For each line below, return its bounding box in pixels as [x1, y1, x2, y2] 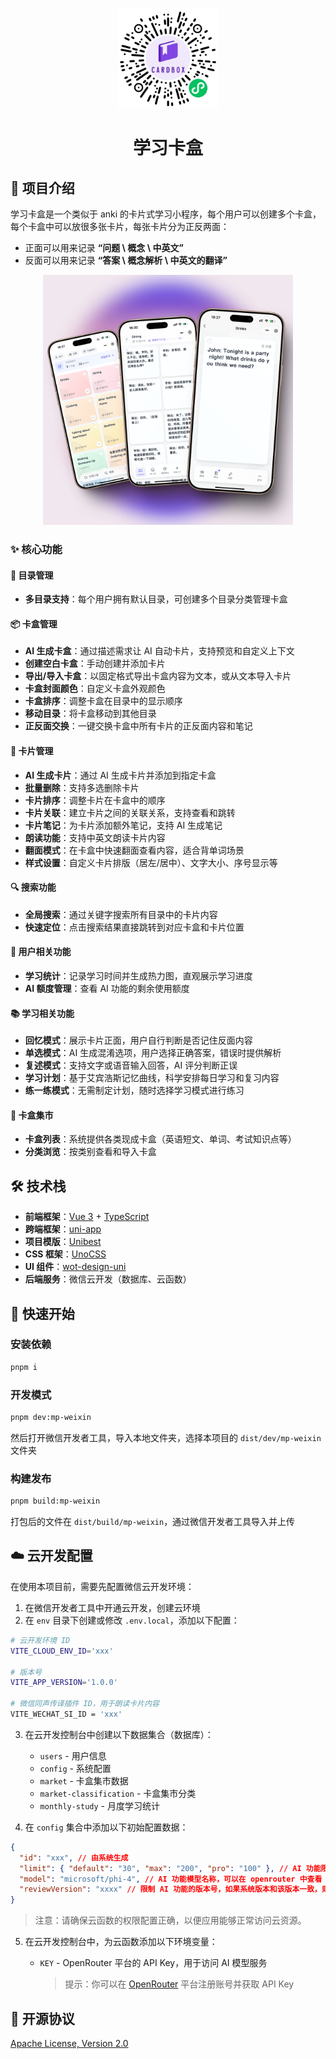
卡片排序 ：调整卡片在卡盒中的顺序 [24, 794, 166, 806]
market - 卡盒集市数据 [39, 1774, 129, 1787]
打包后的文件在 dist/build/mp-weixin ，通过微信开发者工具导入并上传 [10, 1516, 296, 1528]
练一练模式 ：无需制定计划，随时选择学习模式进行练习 [24, 1084, 245, 1097]
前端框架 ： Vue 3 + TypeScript [24, 1211, 150, 1223]
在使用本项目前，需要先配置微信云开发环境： [10, 1580, 195, 1592]
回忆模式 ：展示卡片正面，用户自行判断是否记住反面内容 [24, 1034, 253, 1047]
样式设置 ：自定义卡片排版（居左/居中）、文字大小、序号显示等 [24, 856, 278, 868]
